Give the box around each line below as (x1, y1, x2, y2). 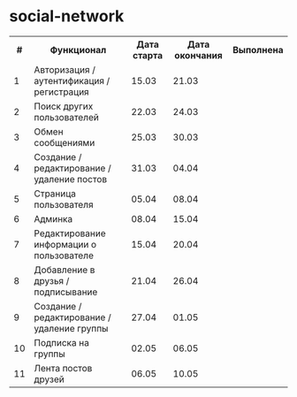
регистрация (34, 86, 90, 98)
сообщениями (34, 136, 95, 149)
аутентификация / (34, 74, 110, 87)
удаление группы (34, 322, 109, 334)
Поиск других (34, 100, 94, 112)
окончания (174, 49, 223, 61)
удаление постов (34, 172, 108, 185)
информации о (34, 238, 97, 250)
